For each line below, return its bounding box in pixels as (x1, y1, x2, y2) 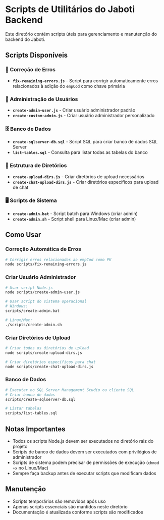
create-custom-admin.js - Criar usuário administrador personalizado (12, 112, 155, 118)
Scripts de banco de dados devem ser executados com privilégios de (12, 448, 157, 455)
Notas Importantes (5, 425, 66, 433)
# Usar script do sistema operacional (5, 299, 87, 304)
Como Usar (5, 231, 41, 239)
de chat (12, 184, 29, 190)
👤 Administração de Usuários (5, 95, 78, 102)
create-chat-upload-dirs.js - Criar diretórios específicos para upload (12, 179, 159, 185)
